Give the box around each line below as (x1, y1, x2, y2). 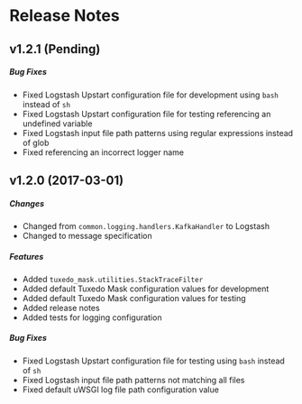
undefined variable (22, 118, 93, 129)
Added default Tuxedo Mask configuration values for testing (22, 292, 246, 303)
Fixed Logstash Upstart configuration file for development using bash (22, 89, 279, 100)
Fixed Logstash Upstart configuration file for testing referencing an (22, 108, 271, 119)
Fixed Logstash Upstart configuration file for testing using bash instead (22, 355, 286, 366)
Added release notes (22, 302, 101, 313)
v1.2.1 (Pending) (9, 41, 101, 57)
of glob (22, 137, 50, 148)
